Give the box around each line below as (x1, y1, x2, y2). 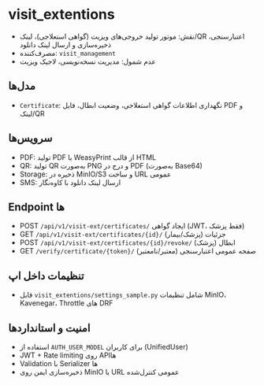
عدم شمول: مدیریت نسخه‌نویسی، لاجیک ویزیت (19, 57, 156, 66)
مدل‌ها (8, 80, 36, 93)
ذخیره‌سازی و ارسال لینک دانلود (19, 39, 112, 49)
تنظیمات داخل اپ (8, 269, 84, 283)
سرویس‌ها (8, 131, 53, 145)
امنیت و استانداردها (8, 321, 91, 335)
